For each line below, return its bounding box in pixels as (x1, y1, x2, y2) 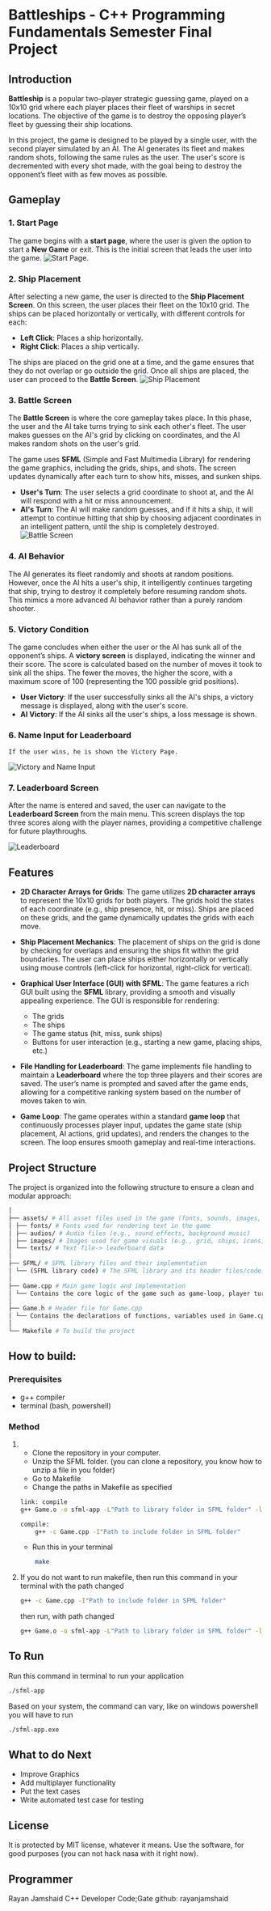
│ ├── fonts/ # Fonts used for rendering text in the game (8, 1221, 211, 1229)
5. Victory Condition (8, 623, 90, 635)
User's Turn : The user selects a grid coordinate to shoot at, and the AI (19, 487, 254, 497)
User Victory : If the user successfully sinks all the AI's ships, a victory (19, 692, 254, 702)
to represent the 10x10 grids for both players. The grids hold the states (19, 896, 255, 906)
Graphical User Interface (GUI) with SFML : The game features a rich (19, 979, 250, 988)
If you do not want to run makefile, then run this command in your (19, 1573, 238, 1582)
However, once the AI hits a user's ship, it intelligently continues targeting (8, 577, 252, 588)
